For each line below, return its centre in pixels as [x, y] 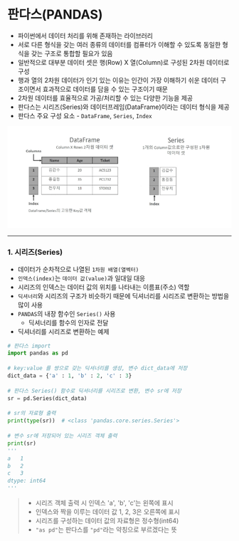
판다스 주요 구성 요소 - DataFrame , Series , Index [85, 115]
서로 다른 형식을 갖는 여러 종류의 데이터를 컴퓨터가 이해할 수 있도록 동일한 [119, 44]
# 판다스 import [29, 346]
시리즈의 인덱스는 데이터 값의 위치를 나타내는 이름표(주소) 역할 [103, 287]
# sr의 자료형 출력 [32, 414]
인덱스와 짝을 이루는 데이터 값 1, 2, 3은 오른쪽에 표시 [107, 512]
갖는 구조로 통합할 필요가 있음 [72, 53]
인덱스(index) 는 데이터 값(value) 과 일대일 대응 [81, 278]
